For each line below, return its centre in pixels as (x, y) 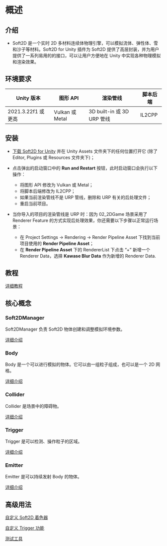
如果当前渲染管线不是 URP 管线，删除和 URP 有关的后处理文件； (85, 197)
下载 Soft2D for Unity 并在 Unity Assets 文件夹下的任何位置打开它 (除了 (85, 151)
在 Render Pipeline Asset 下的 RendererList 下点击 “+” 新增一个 (85, 249)
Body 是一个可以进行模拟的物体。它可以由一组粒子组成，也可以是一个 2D (80, 364)
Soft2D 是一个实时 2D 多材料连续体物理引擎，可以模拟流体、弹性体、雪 (85, 43)
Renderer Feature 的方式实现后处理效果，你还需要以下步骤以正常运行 (83, 220)
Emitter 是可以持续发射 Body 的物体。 (43, 477)
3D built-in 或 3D (109, 111)
